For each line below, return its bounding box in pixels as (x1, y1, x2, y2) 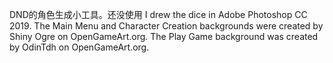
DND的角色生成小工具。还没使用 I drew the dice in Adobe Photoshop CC (9, 9, 308, 20)
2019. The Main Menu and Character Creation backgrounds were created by (9, 20, 324, 32)
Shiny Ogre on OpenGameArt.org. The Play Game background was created (9, 31, 319, 42)
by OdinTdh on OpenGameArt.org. (9, 41, 150, 53)
